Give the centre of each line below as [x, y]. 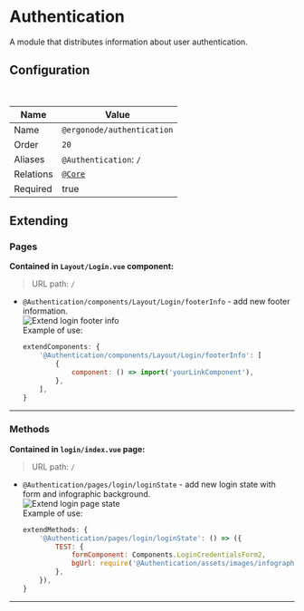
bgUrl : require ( [102, 564]
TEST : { [70, 547]
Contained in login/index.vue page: [77, 449]
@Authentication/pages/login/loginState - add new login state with [149, 484]
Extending [39, 221]
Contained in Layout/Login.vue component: [92, 267]
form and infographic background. [86, 494]
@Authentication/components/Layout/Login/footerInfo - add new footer [157, 302]
